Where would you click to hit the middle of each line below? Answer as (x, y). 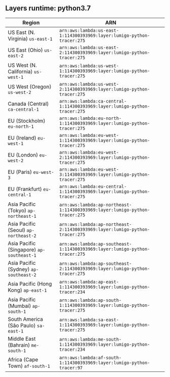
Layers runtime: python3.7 (48, 8)
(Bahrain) (19, 345)
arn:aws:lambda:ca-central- (93, 101)
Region (31, 22)
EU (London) (23, 155)
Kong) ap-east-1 (27, 290)
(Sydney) (19, 269)
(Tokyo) (17, 210)
